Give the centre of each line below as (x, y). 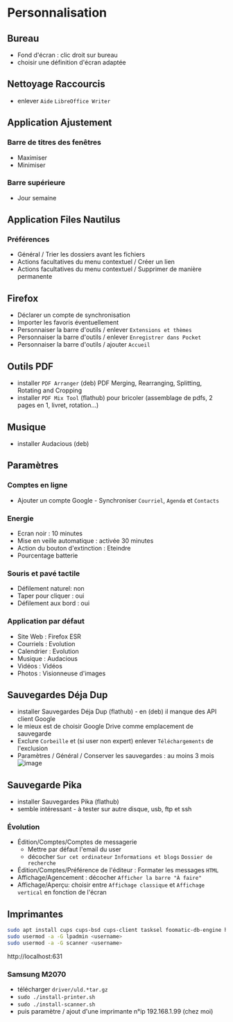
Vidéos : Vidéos (40, 666)
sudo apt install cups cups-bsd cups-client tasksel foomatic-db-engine (114, 930)
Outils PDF (31, 366)
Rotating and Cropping (49, 390)
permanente (35, 277)
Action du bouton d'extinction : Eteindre (74, 548)
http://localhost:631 (35, 956)
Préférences (28, 239)
